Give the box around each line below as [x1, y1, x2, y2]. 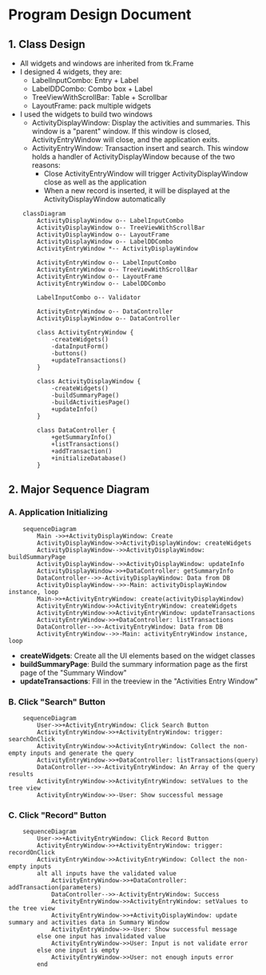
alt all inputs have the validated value [37, 870, 177, 878]
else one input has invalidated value [37, 933, 166, 941]
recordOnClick [8, 849, 56, 857]
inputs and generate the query [29, 749, 134, 757]
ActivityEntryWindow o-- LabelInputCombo [37, 259, 177, 267]
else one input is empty [37, 946, 120, 955]
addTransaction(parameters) [8, 884, 102, 892]
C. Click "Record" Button [8, 809, 107, 820]
